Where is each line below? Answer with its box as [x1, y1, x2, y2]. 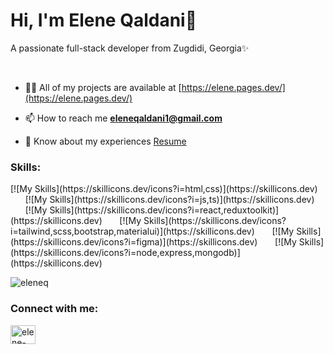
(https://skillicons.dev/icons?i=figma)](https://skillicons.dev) [10, 236, 258, 248]
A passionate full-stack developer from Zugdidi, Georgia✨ [10, 42, 250, 54]
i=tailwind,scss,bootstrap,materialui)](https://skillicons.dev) [10, 225, 255, 238]
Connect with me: [10, 302, 99, 316]
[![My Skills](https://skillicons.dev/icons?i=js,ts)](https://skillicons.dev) [24, 194, 315, 206]
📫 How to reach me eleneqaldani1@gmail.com [24, 112, 223, 124]
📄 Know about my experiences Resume [24, 135, 187, 147]
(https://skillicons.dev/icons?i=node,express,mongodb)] [10, 247, 241, 259]
